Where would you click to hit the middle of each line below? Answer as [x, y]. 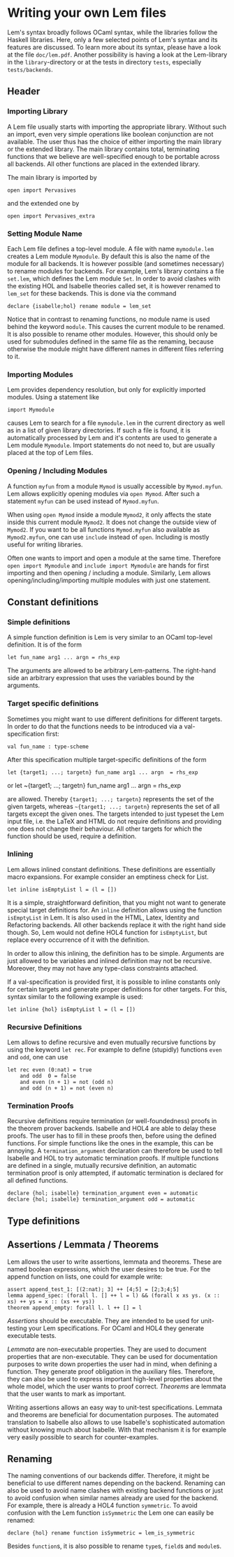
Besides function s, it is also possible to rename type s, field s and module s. [115, 1546]
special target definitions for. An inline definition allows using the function [115, 910]
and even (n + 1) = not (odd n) [67, 1083]
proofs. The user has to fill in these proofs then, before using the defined [112, 1136]
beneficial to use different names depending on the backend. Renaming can [116, 1483]
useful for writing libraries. [45, 544]
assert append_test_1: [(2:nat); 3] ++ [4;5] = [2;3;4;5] [93, 1289]
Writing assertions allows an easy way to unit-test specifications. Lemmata [115, 1407]
